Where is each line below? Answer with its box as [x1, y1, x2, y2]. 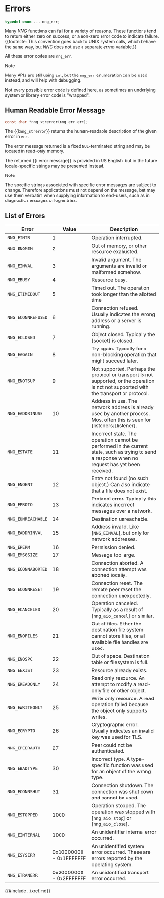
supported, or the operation [91, 378, 155, 385]
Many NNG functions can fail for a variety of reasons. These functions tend [5, 28, 157, 34]
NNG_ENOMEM [7, 246, 33, 251]
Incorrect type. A [91, 756, 130, 763]
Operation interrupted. [91, 234, 143, 241]
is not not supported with [91, 384, 149, 391]
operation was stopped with [91, 808, 155, 815]
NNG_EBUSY [7, 277, 30, 283]
